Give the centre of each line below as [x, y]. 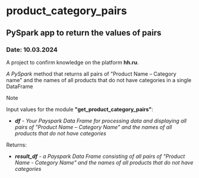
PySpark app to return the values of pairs [84, 33]
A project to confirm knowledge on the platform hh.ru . [72, 62]
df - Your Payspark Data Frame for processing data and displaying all [101, 121]
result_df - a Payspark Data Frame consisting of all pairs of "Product [100, 156]
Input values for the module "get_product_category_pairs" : [80, 109]
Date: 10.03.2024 [32, 50]
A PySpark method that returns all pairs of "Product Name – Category [91, 74]
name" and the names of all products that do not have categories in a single [99, 80]
